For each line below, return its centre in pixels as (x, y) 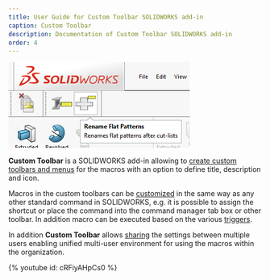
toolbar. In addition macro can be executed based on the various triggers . (130, 219)
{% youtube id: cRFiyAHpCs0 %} (63, 268)
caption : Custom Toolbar (50, 25)
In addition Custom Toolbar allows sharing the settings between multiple (129, 235)
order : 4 (23, 43)
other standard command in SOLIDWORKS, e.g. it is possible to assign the (131, 203)
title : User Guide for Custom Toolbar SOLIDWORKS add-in (106, 17)
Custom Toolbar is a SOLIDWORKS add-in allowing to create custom (123, 161)
